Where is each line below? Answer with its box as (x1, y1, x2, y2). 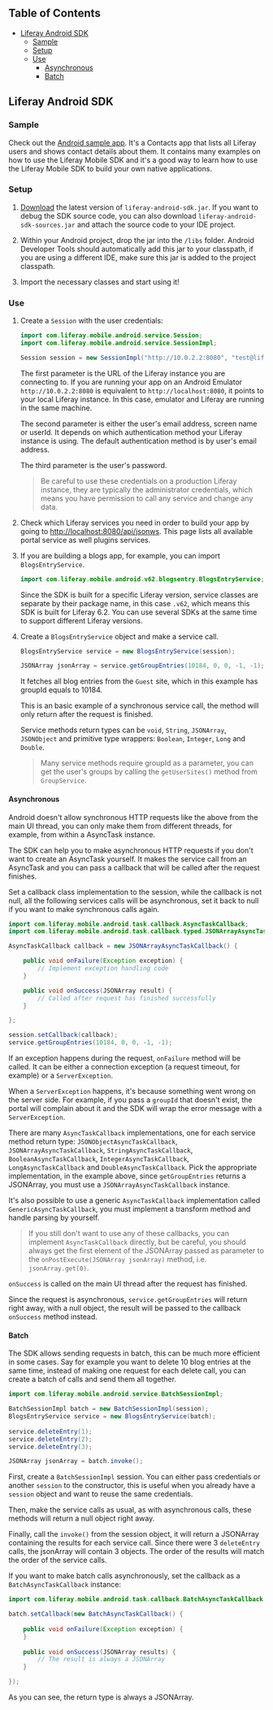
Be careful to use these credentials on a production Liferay (40, 475, 237, 486)
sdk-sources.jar (19, 221, 76, 229)
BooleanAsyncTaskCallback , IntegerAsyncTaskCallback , (8, 1154, 189, 1164)
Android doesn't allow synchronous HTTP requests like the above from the (8, 812, 258, 822)
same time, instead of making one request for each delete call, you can (8, 1365, 246, 1376)
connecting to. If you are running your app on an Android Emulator (19, 377, 243, 387)
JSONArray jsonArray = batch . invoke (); (8, 1457, 144, 1465)
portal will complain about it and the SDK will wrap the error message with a (8, 1104, 262, 1113)
